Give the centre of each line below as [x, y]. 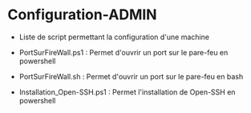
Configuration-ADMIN [82, 15]
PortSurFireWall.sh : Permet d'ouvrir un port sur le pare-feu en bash [131, 76]
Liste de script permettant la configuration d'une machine [114, 37]
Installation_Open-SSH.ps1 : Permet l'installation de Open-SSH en [127, 92]
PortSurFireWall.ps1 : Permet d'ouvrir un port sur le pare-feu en [123, 52]
